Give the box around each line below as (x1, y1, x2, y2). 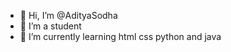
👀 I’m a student (19, 20, 82, 32)
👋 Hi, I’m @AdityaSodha (19, 10, 118, 21)
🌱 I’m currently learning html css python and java (19, 31, 222, 42)
